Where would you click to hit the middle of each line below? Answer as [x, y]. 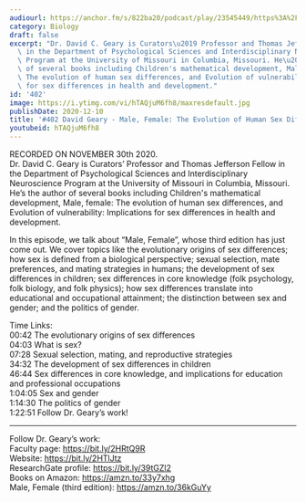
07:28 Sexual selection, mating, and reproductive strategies [121, 354]
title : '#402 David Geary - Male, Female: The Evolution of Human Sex [146, 120]
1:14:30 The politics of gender [65, 403]
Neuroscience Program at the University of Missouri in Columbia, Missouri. [149, 183]
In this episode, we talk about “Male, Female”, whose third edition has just [147, 240]
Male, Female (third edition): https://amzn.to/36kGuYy [111, 487]
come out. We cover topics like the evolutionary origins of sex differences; [149, 249]
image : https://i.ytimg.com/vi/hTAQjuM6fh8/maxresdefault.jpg [130, 103]
